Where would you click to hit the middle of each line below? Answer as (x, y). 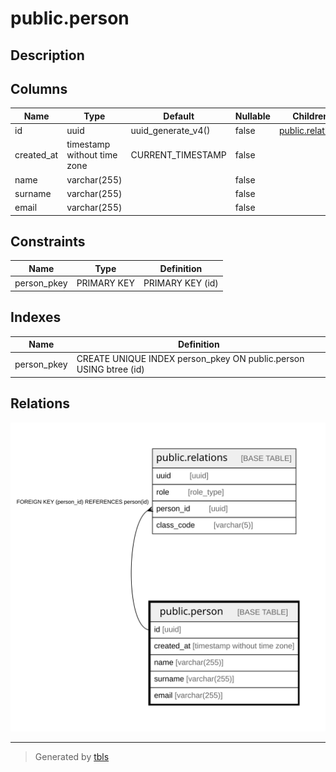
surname (33, 193)
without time (92, 155)
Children (311, 116)
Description (47, 55)
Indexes (36, 317)
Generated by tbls (72, 756)
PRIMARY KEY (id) (181, 283)
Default (179, 116)
